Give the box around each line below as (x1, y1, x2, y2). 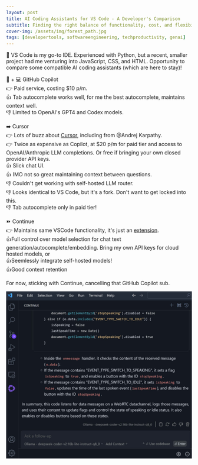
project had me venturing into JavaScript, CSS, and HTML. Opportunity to (6, 58, 185, 65)
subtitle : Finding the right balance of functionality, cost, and (6, 22, 173, 28)
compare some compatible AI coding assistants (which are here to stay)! (6, 64, 182, 71)
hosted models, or (6, 250, 50, 257)
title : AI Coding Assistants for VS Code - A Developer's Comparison (6, 15, 181, 22)
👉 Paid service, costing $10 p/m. (6, 85, 88, 92)
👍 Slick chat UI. (6, 162, 45, 169)
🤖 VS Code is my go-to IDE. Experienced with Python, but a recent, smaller (6, 51, 187, 59)
